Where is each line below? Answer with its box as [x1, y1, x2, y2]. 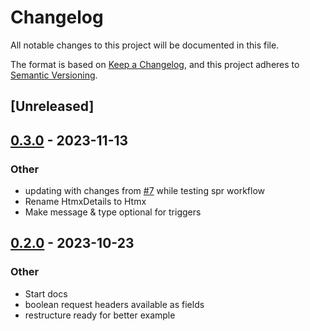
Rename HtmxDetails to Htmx [24, 196, 147, 208]
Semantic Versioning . [10, 69, 98, 81]
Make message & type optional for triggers [24, 206, 202, 218]
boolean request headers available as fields [24, 298, 205, 310]
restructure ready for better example [24, 309, 176, 321]
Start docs [24, 287, 68, 300]
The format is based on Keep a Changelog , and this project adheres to [10, 58, 300, 70]
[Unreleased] [10, 98, 95, 115]
